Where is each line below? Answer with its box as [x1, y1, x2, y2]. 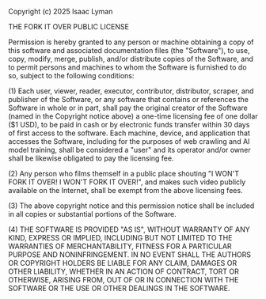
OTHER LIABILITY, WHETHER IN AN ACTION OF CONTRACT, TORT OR [8, 267, 239, 276]
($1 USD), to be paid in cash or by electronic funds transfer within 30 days [8, 120, 250, 129]
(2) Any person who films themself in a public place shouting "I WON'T [8, 169, 240, 178]
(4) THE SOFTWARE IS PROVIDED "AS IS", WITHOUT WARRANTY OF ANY [8, 225, 251, 234]
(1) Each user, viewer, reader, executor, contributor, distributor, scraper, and [8, 86, 254, 96]
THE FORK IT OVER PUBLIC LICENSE [8, 22, 129, 31]
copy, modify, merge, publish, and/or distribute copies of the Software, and [8, 55, 253, 63]
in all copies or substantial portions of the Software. [8, 210, 177, 218]
